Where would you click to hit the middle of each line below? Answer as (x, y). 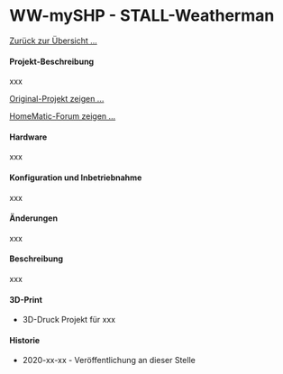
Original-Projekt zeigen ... (57, 99)
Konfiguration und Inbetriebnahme (76, 178)
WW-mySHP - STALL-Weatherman (142, 16)
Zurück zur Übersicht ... (53, 41)
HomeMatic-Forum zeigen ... (63, 116)
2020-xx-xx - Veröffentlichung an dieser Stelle (109, 360)
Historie (25, 340)
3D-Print (26, 299)
